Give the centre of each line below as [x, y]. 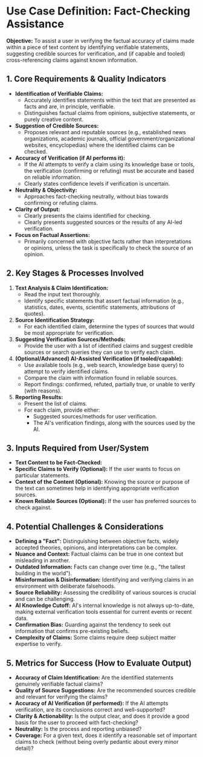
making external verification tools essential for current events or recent [103, 612]
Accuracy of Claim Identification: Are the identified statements [94, 677]
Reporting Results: [39, 397]
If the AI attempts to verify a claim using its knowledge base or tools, [109, 164]
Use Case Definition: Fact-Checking [98, 11]
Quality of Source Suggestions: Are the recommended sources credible [105, 690]
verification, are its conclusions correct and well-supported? [90, 710]
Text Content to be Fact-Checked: [59, 463]
